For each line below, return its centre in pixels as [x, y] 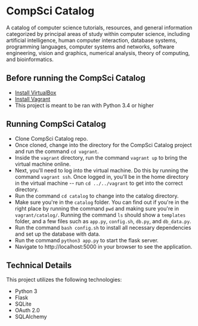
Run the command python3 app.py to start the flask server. [87, 240]
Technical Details [39, 265]
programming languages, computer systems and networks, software [90, 47]
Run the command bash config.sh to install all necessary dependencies [103, 227]
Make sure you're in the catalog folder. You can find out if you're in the [102, 202]
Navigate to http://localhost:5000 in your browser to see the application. [103, 246]
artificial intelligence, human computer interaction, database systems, [92, 40]
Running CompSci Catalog [56, 124]
